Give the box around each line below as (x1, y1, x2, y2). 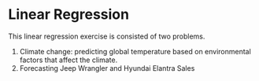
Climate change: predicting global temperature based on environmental (19, 46, 252, 56)
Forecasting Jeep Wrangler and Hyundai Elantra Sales (19, 63, 195, 72)
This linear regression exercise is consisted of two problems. (8, 31, 205, 41)
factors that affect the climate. (19, 55, 118, 64)
